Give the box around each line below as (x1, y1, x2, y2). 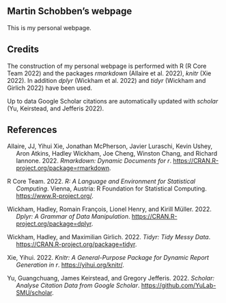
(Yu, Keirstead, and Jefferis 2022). (7, 104, 104, 112)
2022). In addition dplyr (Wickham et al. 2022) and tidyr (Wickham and (7, 76, 206, 84)
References (7, 124, 57, 136)
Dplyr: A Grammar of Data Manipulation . (16, 213, 130, 221)
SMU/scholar (16, 289, 53, 297)
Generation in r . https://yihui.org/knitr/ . (16, 260, 125, 269)
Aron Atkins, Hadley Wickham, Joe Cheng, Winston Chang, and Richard (16, 149, 217, 158)
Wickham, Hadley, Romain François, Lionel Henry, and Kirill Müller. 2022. (7, 205, 212, 213)
